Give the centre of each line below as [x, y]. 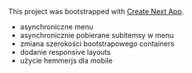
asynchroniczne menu [56, 27]
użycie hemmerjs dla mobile [66, 60]
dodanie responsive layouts [65, 52]
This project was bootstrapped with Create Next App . [96, 12]
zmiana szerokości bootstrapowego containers [97, 44]
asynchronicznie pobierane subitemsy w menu [97, 35]
